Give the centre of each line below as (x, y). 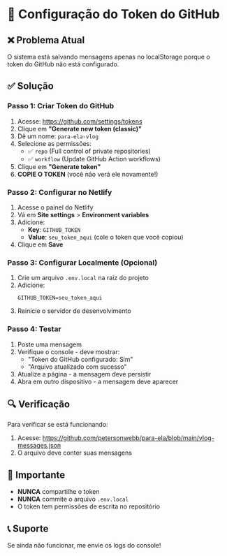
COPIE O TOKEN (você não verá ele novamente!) (88, 174)
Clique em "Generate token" (59, 166)
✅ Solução (30, 86)
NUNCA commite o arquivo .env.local (73, 499)
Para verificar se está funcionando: (58, 425)
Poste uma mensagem (50, 344)
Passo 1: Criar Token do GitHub (61, 106)
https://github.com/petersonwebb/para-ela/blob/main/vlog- (128, 438)
